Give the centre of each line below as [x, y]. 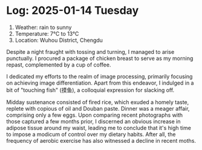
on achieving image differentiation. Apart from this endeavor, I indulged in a [100, 83]
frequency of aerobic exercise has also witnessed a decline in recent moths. [101, 140]
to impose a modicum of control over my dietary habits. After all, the [91, 134]
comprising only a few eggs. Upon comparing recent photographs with [95, 115]
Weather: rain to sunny [43, 27]
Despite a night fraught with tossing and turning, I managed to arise [90, 51]
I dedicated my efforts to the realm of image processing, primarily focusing [99, 76]
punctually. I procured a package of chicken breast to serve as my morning [100, 58]
